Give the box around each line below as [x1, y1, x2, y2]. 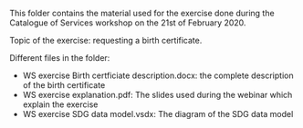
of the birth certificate [22, 80, 106, 90]
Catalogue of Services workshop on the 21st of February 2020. [9, 17, 246, 28]
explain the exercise [22, 99, 99, 110]
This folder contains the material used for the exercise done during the [9, 8, 276, 18]
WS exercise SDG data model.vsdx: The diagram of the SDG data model [22, 109, 294, 119]
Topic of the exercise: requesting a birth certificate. [9, 35, 203, 45]
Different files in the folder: [9, 53, 110, 63]
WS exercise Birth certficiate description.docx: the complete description [22, 70, 294, 81]
